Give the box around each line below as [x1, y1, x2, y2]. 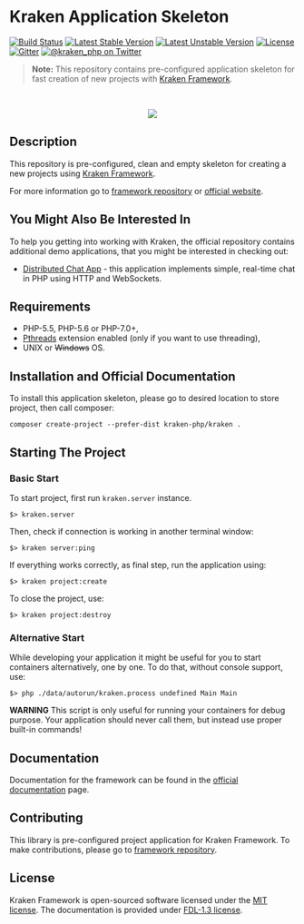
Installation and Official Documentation [9, 369, 236, 384]
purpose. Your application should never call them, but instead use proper [9, 714, 283, 725]
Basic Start [9, 472, 59, 485]
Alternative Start [9, 631, 84, 644]
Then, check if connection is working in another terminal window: [9, 526, 254, 536]
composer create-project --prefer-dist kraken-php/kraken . [9, 420, 242, 429]
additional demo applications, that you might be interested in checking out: [9, 245, 289, 256]
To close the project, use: [9, 593, 104, 604]
